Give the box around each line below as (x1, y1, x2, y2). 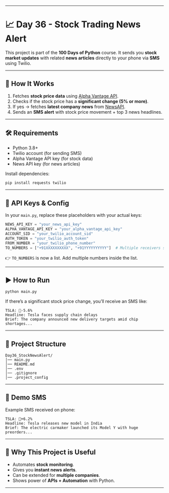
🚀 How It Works (5, 79, 54, 88)
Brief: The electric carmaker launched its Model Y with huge (5, 425, 138, 430)
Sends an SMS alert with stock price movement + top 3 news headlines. (12, 109, 162, 115)
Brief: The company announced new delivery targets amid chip (5, 317, 138, 322)
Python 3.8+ (12, 144, 39, 151)
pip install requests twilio (5, 180, 66, 185)
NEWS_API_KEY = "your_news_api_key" (5, 222, 82, 227)
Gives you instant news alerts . (12, 466, 77, 473)
